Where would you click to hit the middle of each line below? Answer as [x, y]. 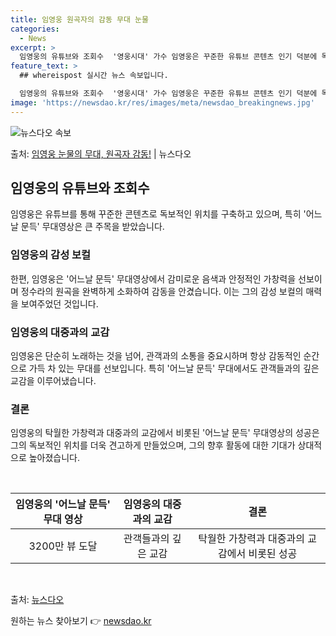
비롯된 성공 [273, 554]
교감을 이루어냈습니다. [53, 381]
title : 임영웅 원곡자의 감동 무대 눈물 [79, 19]
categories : [35, 29]
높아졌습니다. [54, 458]
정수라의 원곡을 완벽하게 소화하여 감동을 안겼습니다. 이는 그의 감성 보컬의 [162, 291]
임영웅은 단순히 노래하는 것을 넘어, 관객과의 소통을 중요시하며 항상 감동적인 [156, 356]
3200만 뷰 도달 [63, 546]
